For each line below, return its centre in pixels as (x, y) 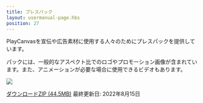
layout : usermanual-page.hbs (43, 18)
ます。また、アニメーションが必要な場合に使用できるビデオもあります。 (96, 69)
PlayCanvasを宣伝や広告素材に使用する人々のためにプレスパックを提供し (98, 41)
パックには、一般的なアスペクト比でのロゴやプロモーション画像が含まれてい (102, 62)
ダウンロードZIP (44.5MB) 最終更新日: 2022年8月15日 (74, 94)
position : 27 (23, 23)
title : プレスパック (29, 12)
